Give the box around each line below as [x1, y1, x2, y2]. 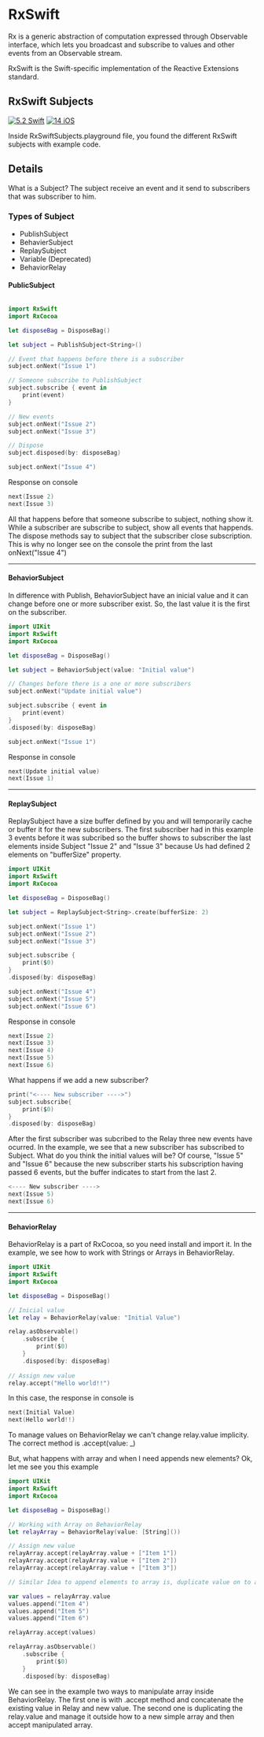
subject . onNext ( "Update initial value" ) [8, 687, 143, 695]
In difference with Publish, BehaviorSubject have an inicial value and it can [8, 591, 249, 601]
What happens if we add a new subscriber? [8, 1075, 149, 1084]
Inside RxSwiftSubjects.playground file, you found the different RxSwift [8, 131, 237, 140]
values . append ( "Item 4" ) [8, 1600, 90, 1608]
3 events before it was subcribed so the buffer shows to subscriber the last [8, 833, 251, 842]
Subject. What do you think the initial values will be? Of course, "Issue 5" [8, 1151, 244, 1160]
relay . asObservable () [8, 1328, 79, 1336]
